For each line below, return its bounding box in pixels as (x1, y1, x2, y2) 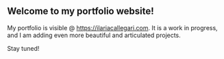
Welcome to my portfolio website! (7, 5, 154, 17)
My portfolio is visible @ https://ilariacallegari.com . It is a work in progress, (7, 23, 218, 32)
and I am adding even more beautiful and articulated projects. (7, 31, 182, 39)
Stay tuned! (7, 44, 40, 52)
